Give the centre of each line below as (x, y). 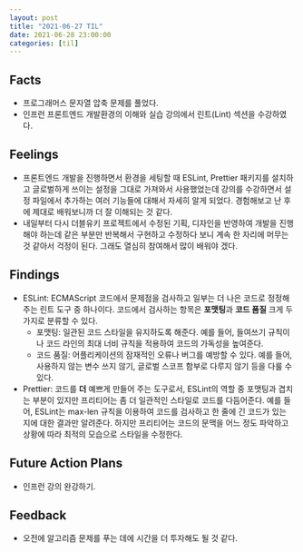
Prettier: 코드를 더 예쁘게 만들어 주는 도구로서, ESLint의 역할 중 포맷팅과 (149, 389)
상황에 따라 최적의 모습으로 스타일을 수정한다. (103, 434)
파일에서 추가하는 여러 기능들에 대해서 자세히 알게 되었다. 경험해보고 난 (157, 200)
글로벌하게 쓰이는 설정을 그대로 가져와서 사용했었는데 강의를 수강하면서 (157, 189)
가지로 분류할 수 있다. (60, 320)
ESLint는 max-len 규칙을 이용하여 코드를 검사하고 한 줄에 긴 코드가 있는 (161, 411)
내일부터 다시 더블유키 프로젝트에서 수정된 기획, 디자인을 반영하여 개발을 (150, 222)
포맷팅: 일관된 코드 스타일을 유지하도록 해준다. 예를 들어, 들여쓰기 (151, 331)
